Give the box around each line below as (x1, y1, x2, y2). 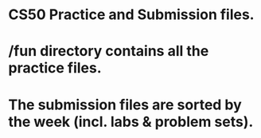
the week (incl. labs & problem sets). (8, 112, 254, 131)
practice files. (8, 59, 102, 77)
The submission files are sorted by (8, 96, 243, 113)
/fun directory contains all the (8, 42, 209, 61)
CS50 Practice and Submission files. (8, 6, 255, 24)
